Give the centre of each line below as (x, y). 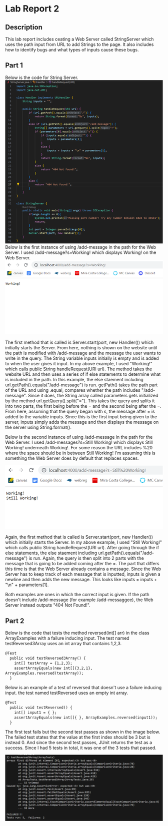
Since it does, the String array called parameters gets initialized (93, 396)
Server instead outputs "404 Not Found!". (48, 605)
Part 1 (14, 65)
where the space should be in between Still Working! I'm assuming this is (80, 453)
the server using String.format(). (38, 427)
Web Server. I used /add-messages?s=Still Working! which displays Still (79, 442)
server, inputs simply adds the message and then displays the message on (82, 422)
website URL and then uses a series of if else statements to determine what (83, 374)
